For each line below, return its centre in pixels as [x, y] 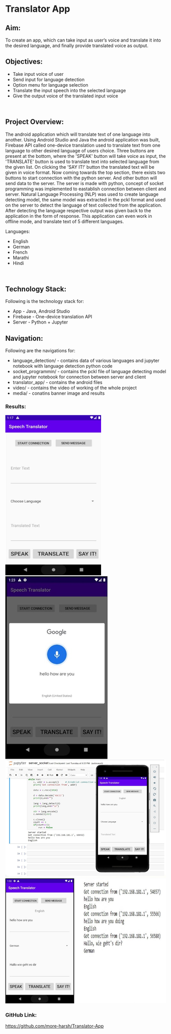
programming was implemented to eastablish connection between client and [86, 189]
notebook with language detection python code [63, 366]
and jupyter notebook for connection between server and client [79, 377]
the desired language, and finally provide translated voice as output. [77, 46]
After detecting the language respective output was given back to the [78, 210]
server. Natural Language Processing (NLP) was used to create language [82, 194]
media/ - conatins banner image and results [59, 393]
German [21, 247]
